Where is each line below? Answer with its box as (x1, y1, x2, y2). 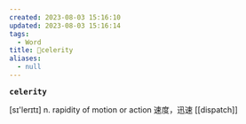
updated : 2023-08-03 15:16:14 (9, 21, 122, 30)
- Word (17, 37, 42, 47)
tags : (9, 29, 29, 38)
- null (17, 63, 42, 72)
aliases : (9, 54, 42, 63)
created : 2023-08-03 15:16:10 (9, 12, 122, 22)
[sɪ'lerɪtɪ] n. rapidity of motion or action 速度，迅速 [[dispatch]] (9, 104, 238, 115)
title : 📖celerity (9, 46, 74, 55)
